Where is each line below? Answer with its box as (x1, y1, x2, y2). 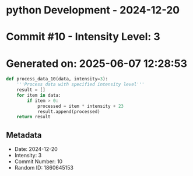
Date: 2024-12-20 (14, 146, 58, 153)
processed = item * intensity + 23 (37, 103, 124, 109)
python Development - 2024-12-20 (6, 3, 180, 17)
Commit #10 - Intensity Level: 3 (6, 30, 160, 44)
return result (16, 114, 51, 120)
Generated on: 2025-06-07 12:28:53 (6, 57, 188, 70)
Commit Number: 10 (14, 158, 63, 165)
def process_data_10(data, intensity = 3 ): (6, 76, 108, 82)
